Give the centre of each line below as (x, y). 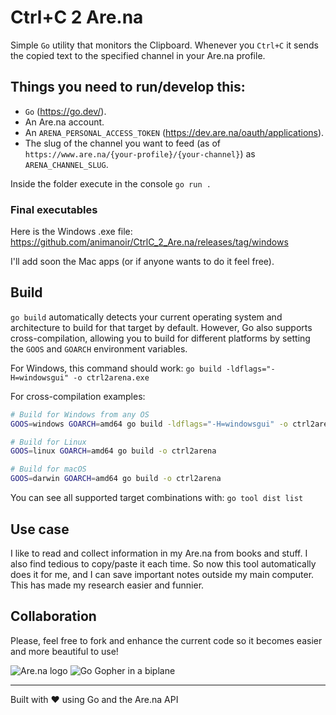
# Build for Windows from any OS (80, 414)
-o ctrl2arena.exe (111, 377)
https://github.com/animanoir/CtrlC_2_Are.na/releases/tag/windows (149, 242)
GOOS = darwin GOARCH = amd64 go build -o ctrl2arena (116, 479)
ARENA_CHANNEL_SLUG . (66, 164)
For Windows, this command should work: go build (116, 368)
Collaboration (53, 616)
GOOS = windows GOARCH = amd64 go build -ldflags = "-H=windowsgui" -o (149, 424)
